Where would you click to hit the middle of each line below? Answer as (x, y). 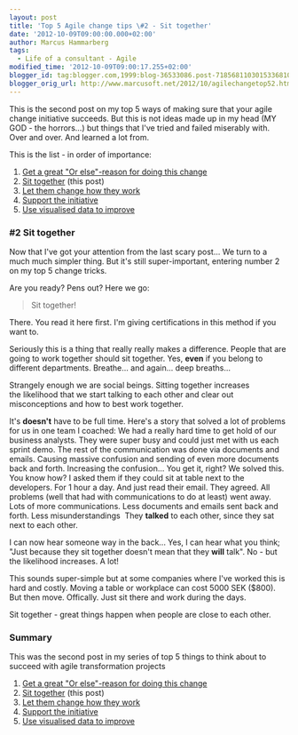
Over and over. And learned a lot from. (79, 137)
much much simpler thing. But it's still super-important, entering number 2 (145, 261)
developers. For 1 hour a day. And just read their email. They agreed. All (140, 487)
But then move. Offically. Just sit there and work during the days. (128, 597)
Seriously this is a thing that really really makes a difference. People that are (148, 348)
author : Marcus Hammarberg (59, 42)
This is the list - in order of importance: (81, 154)
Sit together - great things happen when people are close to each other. (141, 614)
